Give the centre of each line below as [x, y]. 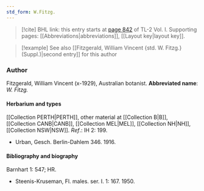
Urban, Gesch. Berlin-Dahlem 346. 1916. [65, 142]
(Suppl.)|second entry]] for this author [69, 54]
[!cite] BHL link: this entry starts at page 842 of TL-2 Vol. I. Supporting [109, 29]
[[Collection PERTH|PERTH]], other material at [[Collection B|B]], [87, 117]
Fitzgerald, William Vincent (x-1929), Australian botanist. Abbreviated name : [102, 83]
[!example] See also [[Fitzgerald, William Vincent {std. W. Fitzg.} [101, 48]
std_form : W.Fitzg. [31, 12]
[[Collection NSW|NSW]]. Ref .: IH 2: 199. [57, 130]
